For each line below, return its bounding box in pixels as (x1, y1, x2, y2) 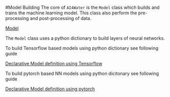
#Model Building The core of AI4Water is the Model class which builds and (5, 5, 160, 10)
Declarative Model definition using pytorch (5, 86, 95, 92)
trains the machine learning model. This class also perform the (5, 10, 137, 16)
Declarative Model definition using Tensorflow (5, 61, 102, 66)
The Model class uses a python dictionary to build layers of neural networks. (5, 35, 165, 41)
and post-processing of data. (30, 15, 92, 21)
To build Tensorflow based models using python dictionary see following (5, 45, 159, 51)
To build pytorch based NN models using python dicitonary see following (5, 70, 159, 76)
